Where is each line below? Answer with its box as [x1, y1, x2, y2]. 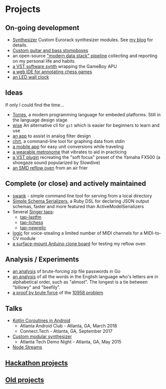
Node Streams [12, 344, 42, 350]
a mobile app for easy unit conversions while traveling [12, 143, 124, 149]
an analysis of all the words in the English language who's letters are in [12, 274, 158, 280]
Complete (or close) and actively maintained [5, 179, 146, 188]
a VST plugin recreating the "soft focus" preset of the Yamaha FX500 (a [12, 154, 161, 160]
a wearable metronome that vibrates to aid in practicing [12, 149, 126, 155]
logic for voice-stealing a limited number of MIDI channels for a [12, 230, 143, 236]
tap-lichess [19, 219, 43, 225]
